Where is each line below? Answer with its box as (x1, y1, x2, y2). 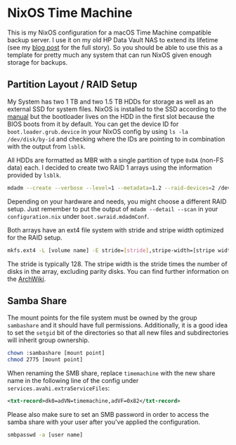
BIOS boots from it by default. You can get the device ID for (7, 120, 179, 128)
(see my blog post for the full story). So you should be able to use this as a (7, 43, 223, 51)
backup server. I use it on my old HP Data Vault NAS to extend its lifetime (7, 35, 218, 44)
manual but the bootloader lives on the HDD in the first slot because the (7, 112, 215, 120)
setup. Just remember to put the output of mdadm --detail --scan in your (7, 204, 218, 213)
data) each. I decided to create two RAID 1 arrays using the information (7, 163, 212, 172)
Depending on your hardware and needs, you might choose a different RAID (7, 197, 227, 206)
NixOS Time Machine (7, 5, 133, 21)
